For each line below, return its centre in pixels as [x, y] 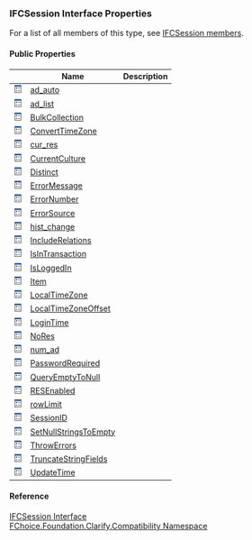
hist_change [53, 226]
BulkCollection [57, 117]
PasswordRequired [65, 363]
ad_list [42, 104]
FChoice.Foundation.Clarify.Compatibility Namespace [108, 526]
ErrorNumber [54, 199]
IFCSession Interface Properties [81, 14]
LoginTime [49, 322]
